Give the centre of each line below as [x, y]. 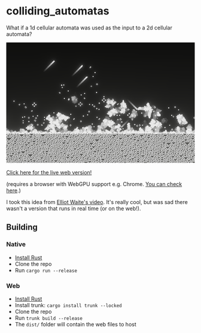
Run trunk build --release [48, 318]
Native [16, 244]
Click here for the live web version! [49, 172]
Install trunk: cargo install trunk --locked [68, 305]
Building [22, 227]
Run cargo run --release [46, 270]
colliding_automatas [58, 11]
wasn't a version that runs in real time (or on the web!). [74, 208]
